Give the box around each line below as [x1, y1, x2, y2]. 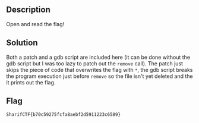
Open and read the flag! [6, 20, 65, 27]
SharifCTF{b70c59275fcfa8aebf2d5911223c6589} [6, 112, 121, 118]
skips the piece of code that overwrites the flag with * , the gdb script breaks [6, 66, 193, 73]
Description [6, 5, 50, 15]
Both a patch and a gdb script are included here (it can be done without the [6, 53, 191, 61]
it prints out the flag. [6, 78, 56, 86]
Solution [6, 38, 38, 48]
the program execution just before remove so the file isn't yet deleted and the [6, 72, 193, 80]
